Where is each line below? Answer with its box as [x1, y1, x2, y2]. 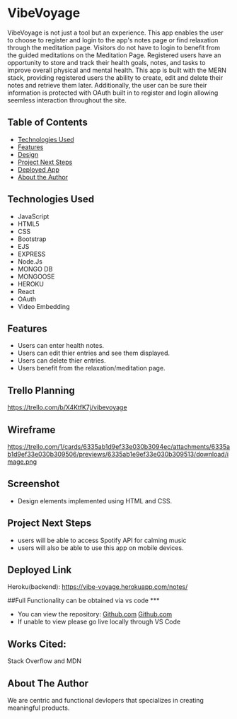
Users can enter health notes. [17, 341, 105, 350]
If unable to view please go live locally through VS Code [17, 617, 181, 626]
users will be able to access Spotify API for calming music [17, 536, 187, 544]
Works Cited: [7, 638, 67, 650]
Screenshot [7, 478, 60, 490]
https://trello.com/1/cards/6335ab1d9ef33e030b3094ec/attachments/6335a [7, 443, 231, 450]
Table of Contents [7, 117, 88, 129]
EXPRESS [17, 250, 46, 258]
